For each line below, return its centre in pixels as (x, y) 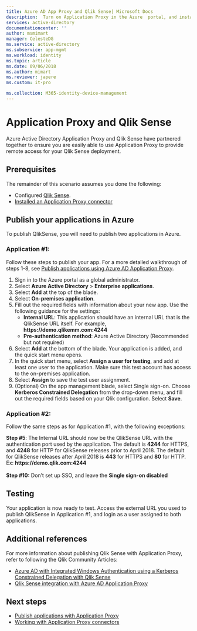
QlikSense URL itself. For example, (65, 323)
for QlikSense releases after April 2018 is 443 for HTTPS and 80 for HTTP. (96, 457)
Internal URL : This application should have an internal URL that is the (106, 317)
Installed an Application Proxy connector (64, 201)
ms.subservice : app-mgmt (36, 50)
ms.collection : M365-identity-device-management (67, 94)
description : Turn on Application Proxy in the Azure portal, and (91, 17)
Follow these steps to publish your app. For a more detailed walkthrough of (96, 262)
